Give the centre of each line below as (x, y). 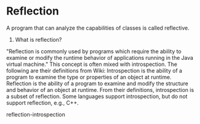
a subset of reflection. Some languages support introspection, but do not (97, 96)
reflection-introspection (36, 114)
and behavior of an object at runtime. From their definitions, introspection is (100, 90)
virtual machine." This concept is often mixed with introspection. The (92, 64)
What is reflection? (38, 39)
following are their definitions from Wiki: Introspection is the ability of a (94, 70)
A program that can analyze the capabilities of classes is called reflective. (98, 28)
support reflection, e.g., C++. (43, 103)
